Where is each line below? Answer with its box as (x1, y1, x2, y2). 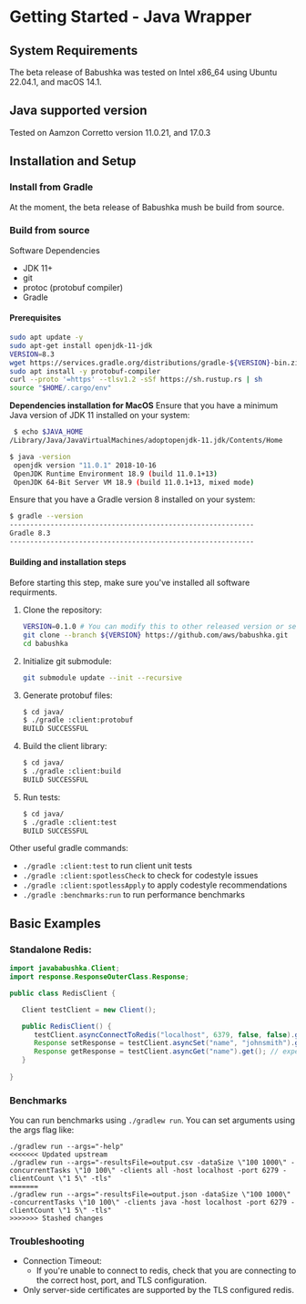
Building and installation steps (9, 557, 127, 568)
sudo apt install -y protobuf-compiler (9, 366, 161, 375)
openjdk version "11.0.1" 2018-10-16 (13, 460, 157, 470)
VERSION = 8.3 (9, 349, 55, 359)
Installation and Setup (9, 153, 137, 169)
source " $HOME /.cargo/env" (9, 384, 112, 393)
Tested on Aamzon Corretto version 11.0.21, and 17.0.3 (9, 127, 211, 138)
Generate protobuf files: (22, 690, 113, 701)
